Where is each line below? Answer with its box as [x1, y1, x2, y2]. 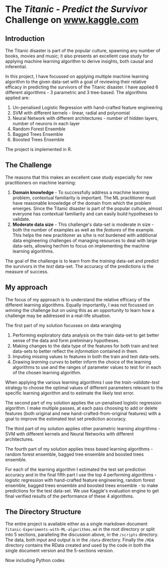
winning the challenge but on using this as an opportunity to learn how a [5, 307, 154, 313]
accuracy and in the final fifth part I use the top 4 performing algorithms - [5, 471, 157, 477]
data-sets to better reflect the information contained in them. [12, 348, 139, 354]
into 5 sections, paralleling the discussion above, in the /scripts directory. [5, 532, 159, 538]
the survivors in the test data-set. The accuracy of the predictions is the [5, 263, 154, 269]
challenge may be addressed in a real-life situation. [5, 312, 111, 318]
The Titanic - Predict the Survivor [5, 4, 148, 15]
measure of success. [5, 268, 49, 275]
